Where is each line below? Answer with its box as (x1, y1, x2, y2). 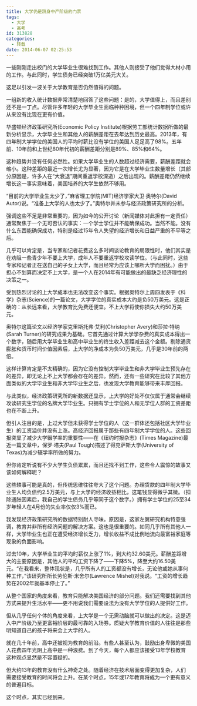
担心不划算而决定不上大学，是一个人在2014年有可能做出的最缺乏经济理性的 (6, 269, 188, 276)
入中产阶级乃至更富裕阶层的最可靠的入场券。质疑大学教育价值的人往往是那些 (6, 619, 191, 626)
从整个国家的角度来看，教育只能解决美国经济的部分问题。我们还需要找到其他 (6, 592, 191, 599)
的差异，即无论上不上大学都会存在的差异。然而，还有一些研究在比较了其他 (6, 372, 186, 379)
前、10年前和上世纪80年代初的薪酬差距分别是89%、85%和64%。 (6, 145, 165, 152)
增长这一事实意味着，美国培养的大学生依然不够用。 (6, 180, 130, 187)
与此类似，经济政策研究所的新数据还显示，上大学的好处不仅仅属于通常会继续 (6, 392, 191, 399)
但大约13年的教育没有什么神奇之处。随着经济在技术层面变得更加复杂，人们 (6, 666, 186, 673)
